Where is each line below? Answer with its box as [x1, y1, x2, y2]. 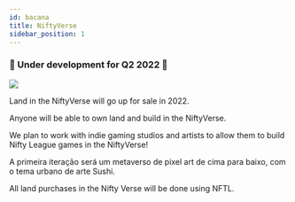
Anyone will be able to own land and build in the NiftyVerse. [9, 113, 227, 123]
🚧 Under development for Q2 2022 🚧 [9, 58, 168, 71]
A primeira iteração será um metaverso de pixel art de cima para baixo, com [9, 156, 286, 167]
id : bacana [9, 12, 50, 22]
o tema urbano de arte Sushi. [9, 166, 115, 176]
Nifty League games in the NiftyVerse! [9, 139, 149, 150]
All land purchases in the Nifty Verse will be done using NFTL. [9, 183, 235, 193]
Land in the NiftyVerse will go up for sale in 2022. [9, 95, 190, 106]
